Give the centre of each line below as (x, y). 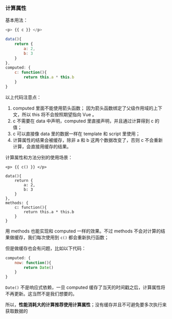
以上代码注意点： (23, 97)
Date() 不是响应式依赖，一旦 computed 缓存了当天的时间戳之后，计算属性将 (85, 287)
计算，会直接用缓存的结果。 (42, 146)
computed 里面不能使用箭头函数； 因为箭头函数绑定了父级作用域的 (83, 108)
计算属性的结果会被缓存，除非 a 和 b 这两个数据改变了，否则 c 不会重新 (88, 140)
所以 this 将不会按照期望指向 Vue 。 (59, 114)
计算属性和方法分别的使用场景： (39, 157)
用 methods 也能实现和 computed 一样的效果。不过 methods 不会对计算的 (83, 231)
